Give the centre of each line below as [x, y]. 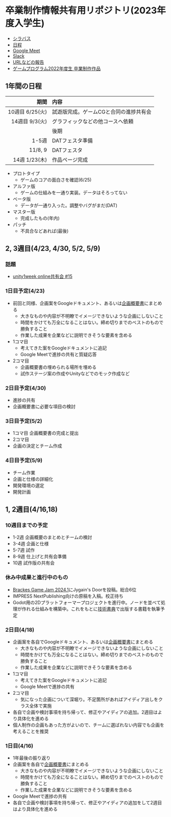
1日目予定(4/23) [25, 291]
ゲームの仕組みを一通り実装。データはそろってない [74, 192]
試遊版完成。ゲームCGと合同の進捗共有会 [102, 112]
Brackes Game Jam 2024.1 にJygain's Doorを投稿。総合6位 [75, 589]
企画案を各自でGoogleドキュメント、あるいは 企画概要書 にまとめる [83, 642]
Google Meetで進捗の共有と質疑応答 [58, 354]
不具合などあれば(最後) [44, 231]
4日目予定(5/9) [24, 460]
